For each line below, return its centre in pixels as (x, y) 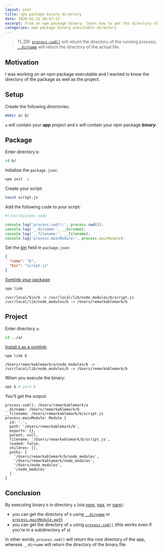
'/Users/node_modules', (38, 465)
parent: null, (24, 435)
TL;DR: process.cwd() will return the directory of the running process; (87, 42)
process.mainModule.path (37, 520)
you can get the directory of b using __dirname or (61, 514)
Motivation (22, 62)
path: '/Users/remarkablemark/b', (44, 427)
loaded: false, (25, 444)
